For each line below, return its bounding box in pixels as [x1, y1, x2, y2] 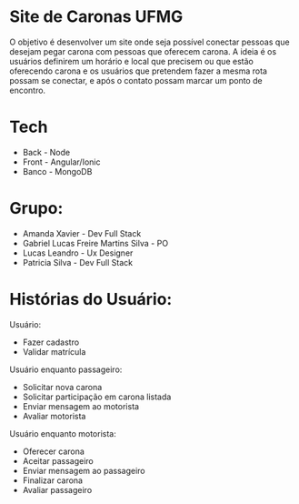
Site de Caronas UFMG [9, 6, 184, 27]
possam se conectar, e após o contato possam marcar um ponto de [9, 75, 263, 86]
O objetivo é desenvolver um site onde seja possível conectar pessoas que [9, 36, 290, 47]
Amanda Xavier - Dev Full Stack [22, 227, 142, 238]
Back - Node [22, 146, 71, 157]
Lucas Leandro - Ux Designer [22, 247, 134, 258]
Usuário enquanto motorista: [9, 428, 116, 438]
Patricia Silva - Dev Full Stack [22, 257, 134, 267]
